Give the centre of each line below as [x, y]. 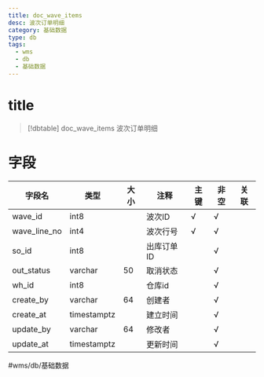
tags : [17, 45]
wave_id [27, 216]
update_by [31, 329]
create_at [29, 314]
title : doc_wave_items [45, 15]
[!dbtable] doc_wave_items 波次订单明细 [93, 128]
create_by [31, 299]
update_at [30, 344]
